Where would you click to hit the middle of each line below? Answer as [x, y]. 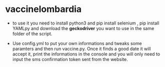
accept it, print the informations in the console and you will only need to [86, 54]
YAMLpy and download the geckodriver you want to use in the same [83, 28]
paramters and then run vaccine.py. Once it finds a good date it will [81, 48]
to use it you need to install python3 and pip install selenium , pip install [86, 23]
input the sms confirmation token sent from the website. [70, 59]
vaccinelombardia [43, 9]
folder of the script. [32, 33]
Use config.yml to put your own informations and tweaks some [77, 43]
